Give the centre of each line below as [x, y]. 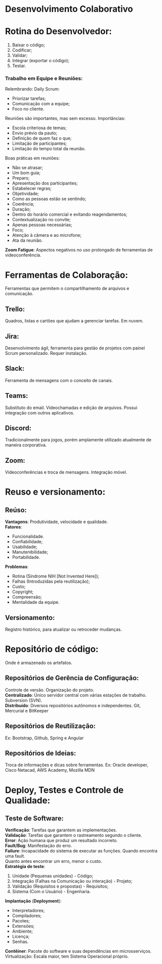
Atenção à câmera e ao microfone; [47, 235]
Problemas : [17, 567]
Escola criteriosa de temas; [39, 128]
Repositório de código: [52, 649]
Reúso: [16, 510]
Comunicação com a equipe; [41, 104]
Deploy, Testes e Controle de [64, 790]
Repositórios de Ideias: [41, 753]
